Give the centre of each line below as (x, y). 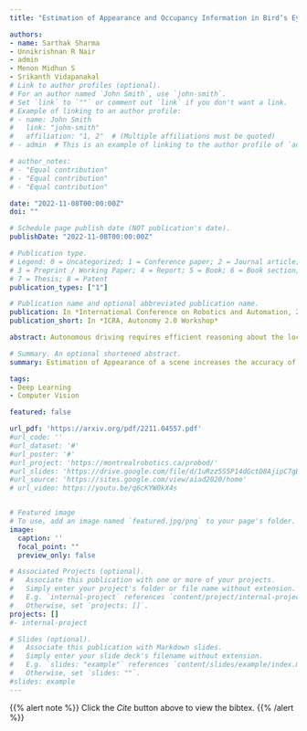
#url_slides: (34, 471)
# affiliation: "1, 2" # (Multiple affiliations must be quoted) (143, 137)
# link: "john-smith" (55, 128)
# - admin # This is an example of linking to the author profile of (147, 145)
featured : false (40, 412)
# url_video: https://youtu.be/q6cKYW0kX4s (94, 488)
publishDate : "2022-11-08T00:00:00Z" (81, 237)
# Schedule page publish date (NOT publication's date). (120, 228)
